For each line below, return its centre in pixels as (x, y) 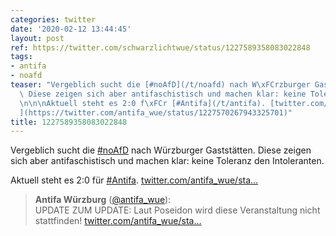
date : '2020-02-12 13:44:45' (71, 29)
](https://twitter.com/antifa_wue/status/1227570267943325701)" (156, 112)
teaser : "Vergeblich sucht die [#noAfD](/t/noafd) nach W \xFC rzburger (160, 85)
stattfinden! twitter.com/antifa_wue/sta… (118, 221)
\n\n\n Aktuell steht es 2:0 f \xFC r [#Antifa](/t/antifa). (143, 103)
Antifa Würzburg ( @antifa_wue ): (103, 200)
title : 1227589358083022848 (69, 122)
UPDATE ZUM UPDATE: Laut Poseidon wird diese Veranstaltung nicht (177, 210)
